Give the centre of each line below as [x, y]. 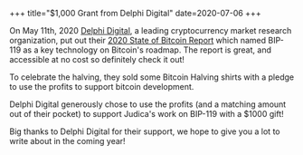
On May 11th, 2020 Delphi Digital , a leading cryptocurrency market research [151, 30]
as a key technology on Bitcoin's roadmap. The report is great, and [147, 50]
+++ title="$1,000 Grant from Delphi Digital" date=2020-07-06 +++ [135, 13]
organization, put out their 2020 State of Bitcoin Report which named [138, 40]
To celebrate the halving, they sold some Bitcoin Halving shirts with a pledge [152, 77]
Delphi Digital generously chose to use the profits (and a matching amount [148, 104]
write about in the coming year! [67, 141]
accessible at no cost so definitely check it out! [97, 59]
